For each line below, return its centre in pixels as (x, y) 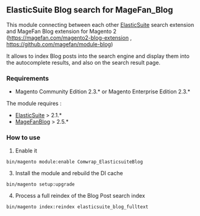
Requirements (28, 78)
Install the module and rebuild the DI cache (69, 173)
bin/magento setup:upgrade (41, 185)
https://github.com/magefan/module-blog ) (60, 44)
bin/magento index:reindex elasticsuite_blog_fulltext (77, 207)
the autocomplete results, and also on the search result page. (83, 62)
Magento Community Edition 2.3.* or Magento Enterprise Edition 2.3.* (103, 92)
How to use (23, 138)
